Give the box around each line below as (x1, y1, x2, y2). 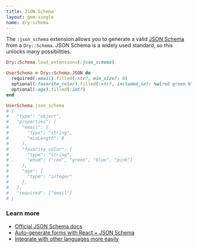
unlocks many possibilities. (6, 48, 72, 55)
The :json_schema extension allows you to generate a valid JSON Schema (6, 36, 184, 43)
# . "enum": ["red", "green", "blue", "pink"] (6, 157, 133, 163)
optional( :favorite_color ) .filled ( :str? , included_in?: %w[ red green (11, 81, 186, 87)
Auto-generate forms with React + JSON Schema (14, 229, 135, 236)
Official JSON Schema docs (14, 223, 82, 230)
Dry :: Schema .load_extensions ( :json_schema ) (6, 59, 115, 65)
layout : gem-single (6, 14, 54, 20)
